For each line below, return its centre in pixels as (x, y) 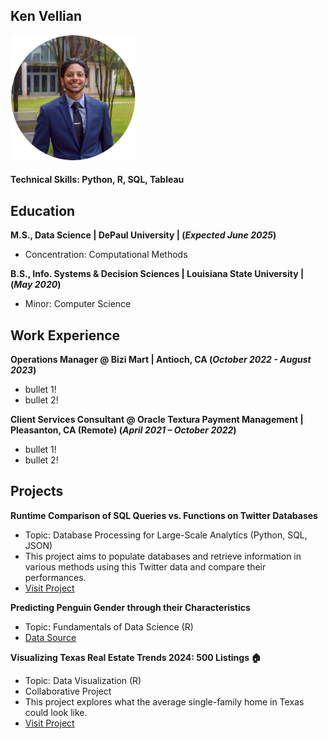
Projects (37, 491)
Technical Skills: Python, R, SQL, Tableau (97, 180)
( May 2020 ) (36, 285)
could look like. (56, 712)
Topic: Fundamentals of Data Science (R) (109, 626)
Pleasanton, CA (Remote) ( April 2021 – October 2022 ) (123, 430)
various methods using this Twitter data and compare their (145, 566)
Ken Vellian (46, 16)
